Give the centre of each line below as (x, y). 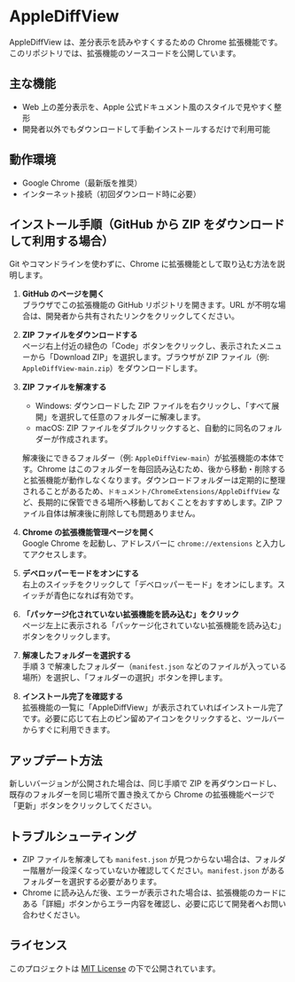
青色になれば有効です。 (96, 595)
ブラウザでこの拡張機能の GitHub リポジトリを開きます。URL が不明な (150, 305)
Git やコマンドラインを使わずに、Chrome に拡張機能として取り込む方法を (143, 264)
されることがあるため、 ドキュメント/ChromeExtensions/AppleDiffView (146, 491)
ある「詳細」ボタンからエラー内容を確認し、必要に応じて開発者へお (146, 903)
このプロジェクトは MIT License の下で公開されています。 (115, 968)
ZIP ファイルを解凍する (64, 387)
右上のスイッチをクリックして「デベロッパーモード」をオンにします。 (149, 585)
